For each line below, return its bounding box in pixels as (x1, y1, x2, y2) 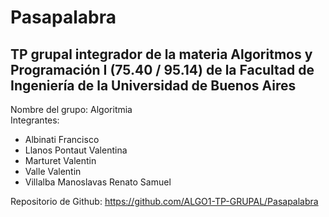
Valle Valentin (24, 166, 82, 177)
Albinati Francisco (24, 134, 100, 145)
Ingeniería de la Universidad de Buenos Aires (10, 77, 297, 94)
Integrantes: (10, 114, 60, 126)
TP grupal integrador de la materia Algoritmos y (10, 46, 313, 63)
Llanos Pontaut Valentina (24, 144, 128, 156)
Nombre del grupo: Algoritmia (10, 104, 133, 115)
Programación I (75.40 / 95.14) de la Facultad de (10, 61, 315, 78)
